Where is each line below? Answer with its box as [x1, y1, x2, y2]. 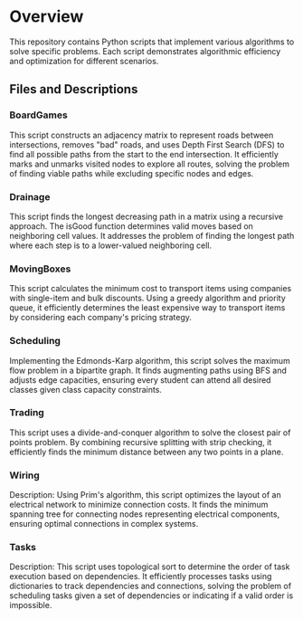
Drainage [9, 190, 51, 203]
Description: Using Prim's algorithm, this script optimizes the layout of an [9, 490, 282, 500]
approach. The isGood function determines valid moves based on [9, 220, 253, 232]
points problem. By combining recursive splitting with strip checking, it [9, 436, 272, 447]
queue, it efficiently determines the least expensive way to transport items [9, 302, 286, 313]
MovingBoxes [9, 262, 71, 275]
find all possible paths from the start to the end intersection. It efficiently [9, 148, 279, 159]
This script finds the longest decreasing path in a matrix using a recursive [9, 211, 284, 222]
